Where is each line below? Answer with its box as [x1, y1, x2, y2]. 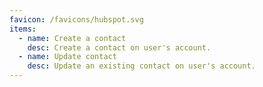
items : [9, 24, 37, 34]
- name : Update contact [18, 52, 117, 62]
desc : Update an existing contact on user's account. [27, 61, 256, 71]
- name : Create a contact [18, 33, 127, 43]
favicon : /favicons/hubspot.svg [9, 14, 144, 25]
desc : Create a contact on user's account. [27, 42, 212, 53]
